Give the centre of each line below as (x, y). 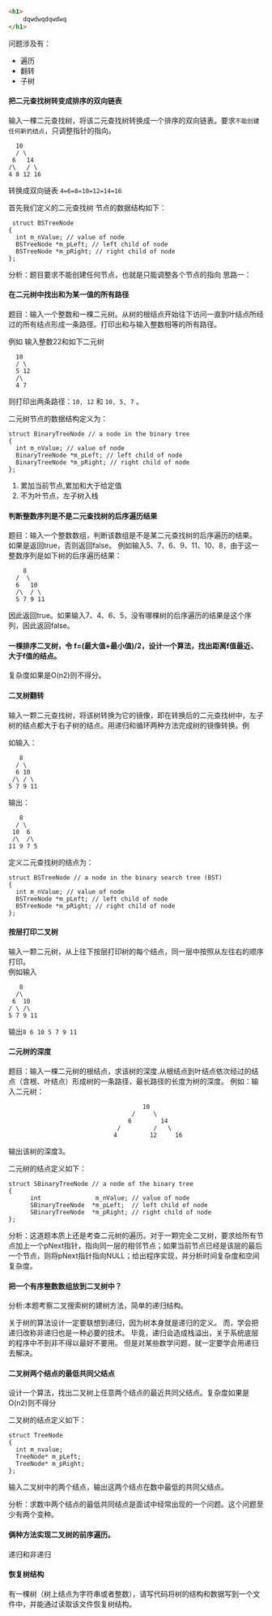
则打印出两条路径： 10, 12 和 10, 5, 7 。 (76, 402)
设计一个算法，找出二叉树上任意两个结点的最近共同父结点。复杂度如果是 (129, 1393)
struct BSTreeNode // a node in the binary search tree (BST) (115, 877)
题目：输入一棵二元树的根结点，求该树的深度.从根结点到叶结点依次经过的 (130, 1072)
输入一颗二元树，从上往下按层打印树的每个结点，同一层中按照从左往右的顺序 (136, 951)
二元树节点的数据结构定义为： (58, 419)
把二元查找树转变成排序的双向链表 (65, 101)
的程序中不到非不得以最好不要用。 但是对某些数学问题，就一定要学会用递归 (134, 1343)
